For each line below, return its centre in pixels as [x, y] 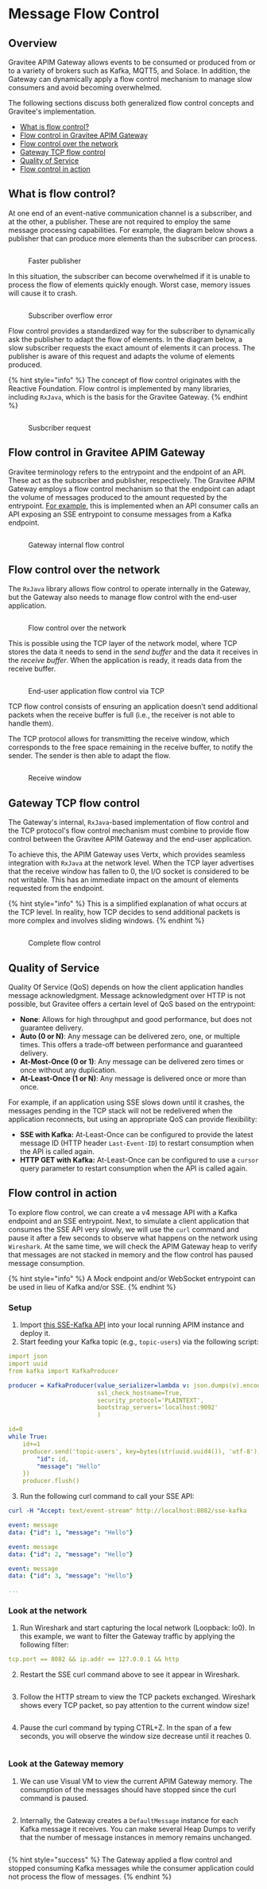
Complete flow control [64, 943]
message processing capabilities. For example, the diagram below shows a [131, 230]
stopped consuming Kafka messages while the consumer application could [131, 1868]
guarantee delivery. [51, 1028]
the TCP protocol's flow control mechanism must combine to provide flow [129, 830]
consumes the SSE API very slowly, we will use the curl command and [124, 1229]
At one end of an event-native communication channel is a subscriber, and [130, 213]
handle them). [31, 723]
